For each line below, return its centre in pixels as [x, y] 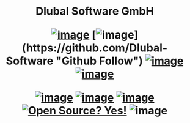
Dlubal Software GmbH [95, 11]
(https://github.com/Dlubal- [95, 48]
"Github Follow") [99, 61]
